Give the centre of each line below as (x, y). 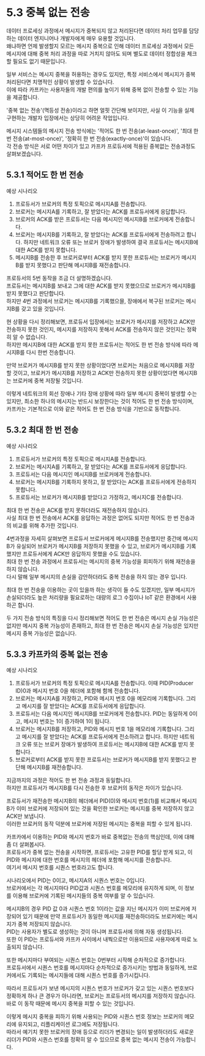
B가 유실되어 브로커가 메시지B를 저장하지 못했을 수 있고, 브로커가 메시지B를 (96, 546)
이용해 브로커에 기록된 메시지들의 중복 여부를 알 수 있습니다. (84, 896)
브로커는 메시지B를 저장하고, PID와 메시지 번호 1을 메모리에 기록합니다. (99, 729)
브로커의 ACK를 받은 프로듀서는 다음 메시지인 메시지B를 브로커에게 (95, 219)
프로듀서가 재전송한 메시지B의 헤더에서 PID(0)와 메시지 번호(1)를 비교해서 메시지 (102, 801)
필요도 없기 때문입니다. (40, 61)
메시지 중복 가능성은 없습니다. (42, 633)
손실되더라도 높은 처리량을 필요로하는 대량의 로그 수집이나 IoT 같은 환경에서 (96, 597)
